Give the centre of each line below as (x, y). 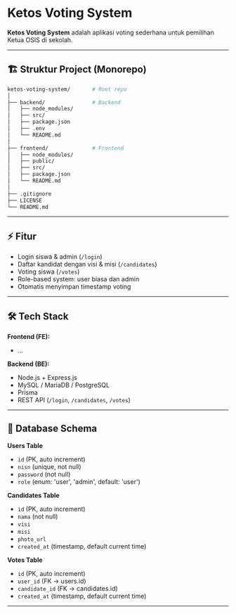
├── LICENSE (25, 200)
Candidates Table (33, 495)
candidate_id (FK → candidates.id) (67, 588)
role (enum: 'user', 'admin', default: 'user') (79, 481)
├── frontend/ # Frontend (66, 148)
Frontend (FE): (29, 337)
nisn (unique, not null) (50, 466)
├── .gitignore (29, 194)
